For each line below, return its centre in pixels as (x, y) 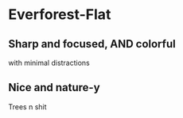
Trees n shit (27, 107)
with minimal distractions (49, 63)
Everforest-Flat (60, 15)
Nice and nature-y (55, 88)
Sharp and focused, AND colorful (92, 44)
